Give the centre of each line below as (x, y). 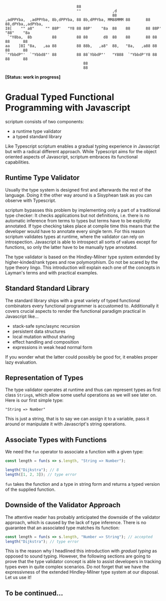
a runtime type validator (37, 131)
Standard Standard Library (47, 289)
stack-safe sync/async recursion (46, 326)
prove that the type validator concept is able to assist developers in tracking (83, 562)
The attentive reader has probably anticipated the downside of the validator (83, 517)
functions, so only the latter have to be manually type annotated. (72, 247)
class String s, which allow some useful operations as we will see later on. (81, 395)
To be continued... (34, 593)
